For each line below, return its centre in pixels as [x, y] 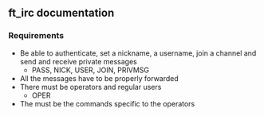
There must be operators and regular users [91, 87]
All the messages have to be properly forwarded [99, 78]
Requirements [36, 36]
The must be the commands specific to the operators [107, 103]
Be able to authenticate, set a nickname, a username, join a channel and [138, 53]
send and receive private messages [78, 61]
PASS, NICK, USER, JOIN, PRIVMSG [91, 70]
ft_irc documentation [61, 13]
